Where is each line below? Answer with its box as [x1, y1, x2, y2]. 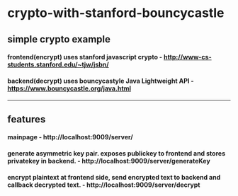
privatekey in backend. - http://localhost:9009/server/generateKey [7, 156, 210, 165]
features [7, 113, 46, 125]
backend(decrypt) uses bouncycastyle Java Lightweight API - [7, 76, 194, 85]
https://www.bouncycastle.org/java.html [7, 83, 132, 93]
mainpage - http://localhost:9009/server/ [7, 133, 133, 142]
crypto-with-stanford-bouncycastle [7, 5, 225, 21]
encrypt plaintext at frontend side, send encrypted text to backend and [7, 173, 221, 181]
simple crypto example [7, 33, 111, 45]
